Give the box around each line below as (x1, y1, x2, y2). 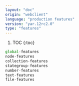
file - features (5, 77, 35, 82)
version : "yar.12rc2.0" (5, 21, 55, 26)
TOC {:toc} (12, 39, 35, 45)
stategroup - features (5, 63, 48, 68)
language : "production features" (5, 16, 75, 21)
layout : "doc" (5, 7, 35, 12)
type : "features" (5, 26, 41, 31)
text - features (5, 72, 35, 77)
